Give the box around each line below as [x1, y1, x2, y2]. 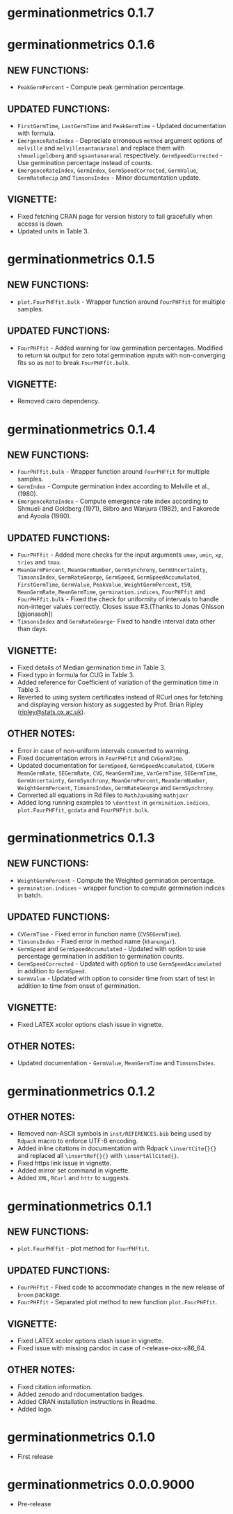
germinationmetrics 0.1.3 [7, 831, 155, 846]
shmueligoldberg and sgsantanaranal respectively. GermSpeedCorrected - [17, 151, 223, 160]
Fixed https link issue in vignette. [17, 1159, 112, 1168]
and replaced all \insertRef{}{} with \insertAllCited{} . [17, 1152, 179, 1160]
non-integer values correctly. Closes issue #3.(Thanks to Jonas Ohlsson [17, 603, 225, 611]
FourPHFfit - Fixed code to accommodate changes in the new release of [17, 1283, 225, 1292]
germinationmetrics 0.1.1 [7, 1198, 152, 1214]
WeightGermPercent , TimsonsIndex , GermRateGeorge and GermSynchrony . [17, 783, 216, 791]
